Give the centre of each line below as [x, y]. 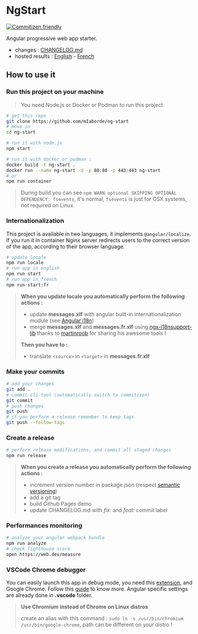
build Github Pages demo [61, 504]
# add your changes [30, 384]
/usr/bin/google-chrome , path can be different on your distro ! [96, 624]
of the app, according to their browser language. [65, 246]
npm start [18, 149]
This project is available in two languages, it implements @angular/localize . [99, 234]
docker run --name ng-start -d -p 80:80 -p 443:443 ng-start [84, 170]
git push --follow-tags [36, 423]
